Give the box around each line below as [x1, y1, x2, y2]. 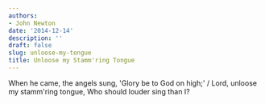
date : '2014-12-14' [8, 26, 74, 34]
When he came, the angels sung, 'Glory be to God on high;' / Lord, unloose [8, 78, 258, 88]
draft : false [8, 42, 52, 50]
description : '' [8, 34, 63, 42]
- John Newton [8, 19, 56, 27]
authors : [8, 11, 38, 20]
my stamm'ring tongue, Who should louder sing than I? [8, 86, 191, 96]
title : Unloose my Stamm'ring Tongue [8, 57, 135, 65]
